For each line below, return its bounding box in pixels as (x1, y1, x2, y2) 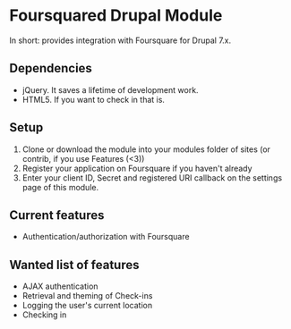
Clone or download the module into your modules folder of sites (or (21, 144, 271, 155)
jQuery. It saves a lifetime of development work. (21, 84, 199, 95)
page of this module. (21, 181, 99, 192)
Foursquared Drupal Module (9, 5, 223, 26)
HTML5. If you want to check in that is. (21, 94, 166, 105)
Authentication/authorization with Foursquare (21, 232, 190, 242)
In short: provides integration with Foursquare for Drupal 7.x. (9, 35, 232, 46)
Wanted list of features (9, 257, 140, 273)
